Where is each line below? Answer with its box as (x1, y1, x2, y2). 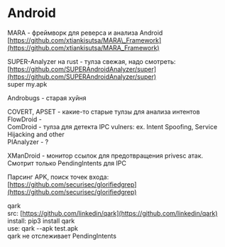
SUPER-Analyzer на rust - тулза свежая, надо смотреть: (7, 57, 176, 65)
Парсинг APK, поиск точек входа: (7, 172, 109, 181)
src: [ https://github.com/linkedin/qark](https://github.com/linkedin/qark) (7, 209, 218, 217)
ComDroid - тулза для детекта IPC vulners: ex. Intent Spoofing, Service (7, 122, 218, 131)
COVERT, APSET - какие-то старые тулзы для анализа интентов (7, 107, 200, 116)
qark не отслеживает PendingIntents (7, 231, 117, 240)
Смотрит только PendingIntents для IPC (7, 158, 126, 168)
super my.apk (7, 79, 48, 88)
